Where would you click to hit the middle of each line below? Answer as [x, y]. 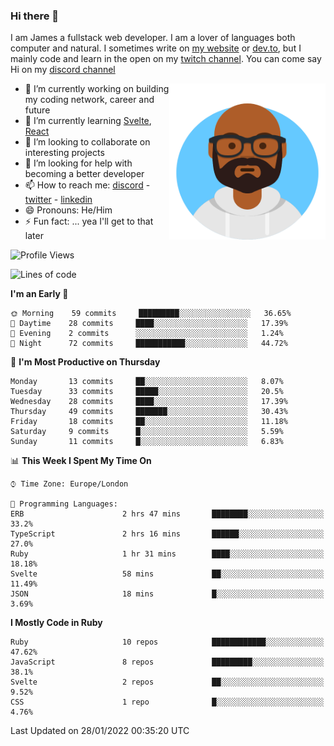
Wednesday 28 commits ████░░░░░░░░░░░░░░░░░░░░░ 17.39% [149, 402]
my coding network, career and [89, 100]
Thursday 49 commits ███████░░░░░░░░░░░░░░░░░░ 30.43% [149, 412]
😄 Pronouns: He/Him [68, 210]
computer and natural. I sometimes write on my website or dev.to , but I [156, 48]
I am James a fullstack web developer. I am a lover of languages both [153, 38]
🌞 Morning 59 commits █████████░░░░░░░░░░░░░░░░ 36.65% [151, 314]
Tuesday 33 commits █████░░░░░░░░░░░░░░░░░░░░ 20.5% [147, 392]
